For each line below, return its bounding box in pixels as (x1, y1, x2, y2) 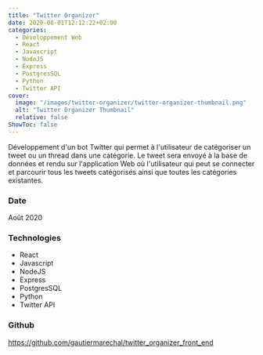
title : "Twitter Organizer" (8, 11, 100, 20)
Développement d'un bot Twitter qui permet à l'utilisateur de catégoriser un (8, 142, 251, 151)
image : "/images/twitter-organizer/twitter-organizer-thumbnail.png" (15, 99, 247, 107)
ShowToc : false (8, 121, 58, 129)
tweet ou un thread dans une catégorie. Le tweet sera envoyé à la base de (8, 150, 248, 160)
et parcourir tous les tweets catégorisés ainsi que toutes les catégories (8, 167, 237, 176)
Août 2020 (8, 213, 43, 223)
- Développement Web (15, 33, 82, 42)
